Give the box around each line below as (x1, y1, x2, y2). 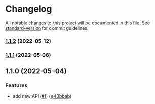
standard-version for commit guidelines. (5, 25, 89, 31)
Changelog (5, 3, 53, 15)
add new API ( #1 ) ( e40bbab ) (12, 93, 72, 99)
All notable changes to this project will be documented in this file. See (5, 20, 150, 26)
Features (5, 82, 28, 89)
